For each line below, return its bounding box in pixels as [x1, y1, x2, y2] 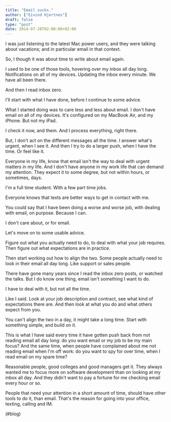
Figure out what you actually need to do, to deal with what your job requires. [5, 239, 166, 246]
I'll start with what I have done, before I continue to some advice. [5, 97, 141, 103]
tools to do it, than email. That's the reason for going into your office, [5, 395, 150, 401]
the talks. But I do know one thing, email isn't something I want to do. [5, 276, 151, 282]
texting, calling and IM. [5, 401, 54, 407]
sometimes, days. [5, 175, 42, 181]
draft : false [5, 17, 33, 22]
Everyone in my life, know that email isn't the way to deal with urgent [5, 158, 150, 165]
